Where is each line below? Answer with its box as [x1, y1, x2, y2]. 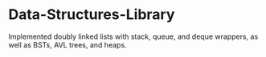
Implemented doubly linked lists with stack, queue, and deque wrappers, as [8, 32, 259, 41]
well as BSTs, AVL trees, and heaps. [8, 40, 127, 49]
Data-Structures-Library [8, 6, 175, 24]
